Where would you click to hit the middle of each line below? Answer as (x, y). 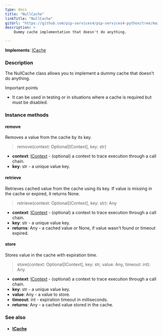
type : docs (16, 9)
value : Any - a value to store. (41, 294)
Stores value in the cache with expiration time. (51, 255)
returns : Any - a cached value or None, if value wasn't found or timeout (84, 228)
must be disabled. (30, 102)
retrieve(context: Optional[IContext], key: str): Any (67, 203)
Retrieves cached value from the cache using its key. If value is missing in (79, 188)
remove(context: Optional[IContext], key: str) (62, 147)
